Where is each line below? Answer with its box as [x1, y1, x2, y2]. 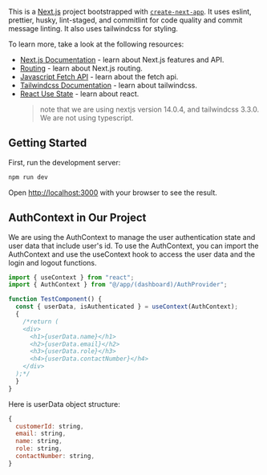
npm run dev [8, 173, 48, 181]
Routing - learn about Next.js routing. [19, 63, 143, 73]
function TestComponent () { [8, 295, 103, 303]
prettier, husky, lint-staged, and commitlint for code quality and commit [8, 15, 243, 25]
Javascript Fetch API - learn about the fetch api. [19, 72, 179, 81]
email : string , [15, 429, 67, 438]
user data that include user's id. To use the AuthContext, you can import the [8, 241, 259, 250]
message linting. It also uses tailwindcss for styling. [8, 24, 179, 33]
